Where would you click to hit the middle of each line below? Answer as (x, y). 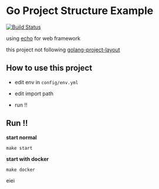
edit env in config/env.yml (46, 82)
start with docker (27, 159)
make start (19, 148)
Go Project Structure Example (80, 11)
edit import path (34, 93)
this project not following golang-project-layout (63, 49)
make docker (21, 170)
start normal (21, 137)
